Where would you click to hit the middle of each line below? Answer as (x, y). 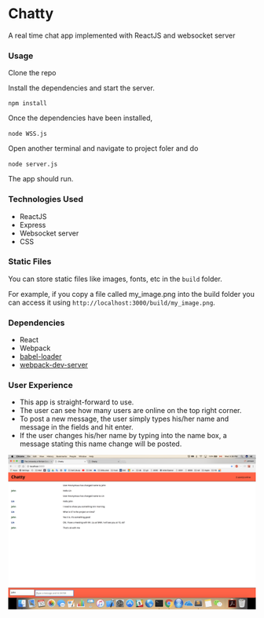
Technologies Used (46, 199)
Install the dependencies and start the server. (81, 88)
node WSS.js (27, 134)
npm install (27, 104)
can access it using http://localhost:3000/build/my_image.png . (112, 302)
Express (33, 225)
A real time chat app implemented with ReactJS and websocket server (122, 35)
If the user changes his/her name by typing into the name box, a (123, 436)
